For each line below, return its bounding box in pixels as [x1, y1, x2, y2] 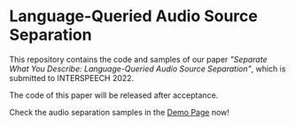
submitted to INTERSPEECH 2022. [9, 72, 135, 83]
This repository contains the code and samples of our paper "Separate [9, 54, 268, 64]
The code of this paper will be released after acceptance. [9, 90, 219, 100]
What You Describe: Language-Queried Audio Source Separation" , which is [9, 63, 286, 74]
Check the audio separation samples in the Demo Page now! [9, 107, 230, 117]
